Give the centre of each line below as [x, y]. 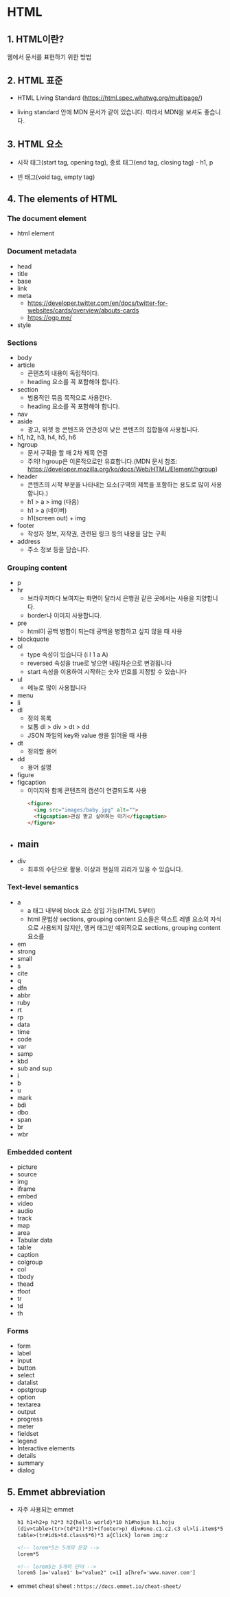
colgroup [30, 1262]
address [28, 541]
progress [30, 1419]
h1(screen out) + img [56, 518]
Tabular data [35, 1240]
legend [27, 1441]
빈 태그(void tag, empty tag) [56, 177]
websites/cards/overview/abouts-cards [83, 310]
